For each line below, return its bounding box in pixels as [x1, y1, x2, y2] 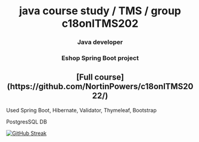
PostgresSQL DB [6, 118, 48, 125]
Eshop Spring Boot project [61, 54, 139, 62]
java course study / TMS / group [18, 4, 182, 18]
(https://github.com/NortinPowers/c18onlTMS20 [7, 81, 194, 91]
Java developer [77, 38, 123, 46]
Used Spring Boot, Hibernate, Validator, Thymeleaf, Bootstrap [6, 106, 157, 113]
